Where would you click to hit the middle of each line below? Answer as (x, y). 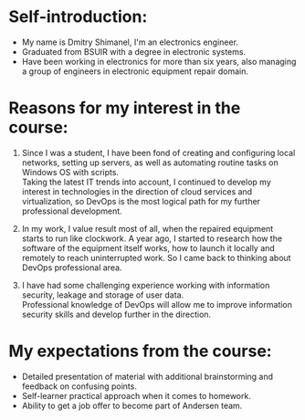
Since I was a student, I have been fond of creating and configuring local (158, 152)
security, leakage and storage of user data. (103, 295)
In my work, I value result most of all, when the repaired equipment (147, 228)
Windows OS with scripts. (70, 172)
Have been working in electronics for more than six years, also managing (159, 61)
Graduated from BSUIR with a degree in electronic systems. (134, 51)
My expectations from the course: (140, 351)
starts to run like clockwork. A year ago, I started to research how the (152, 238)
